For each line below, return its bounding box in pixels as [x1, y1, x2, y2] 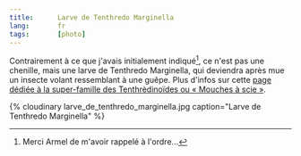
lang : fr [9, 21, 66, 30]
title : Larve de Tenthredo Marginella [9, 12, 175, 22]
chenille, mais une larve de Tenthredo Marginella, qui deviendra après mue [9, 65, 285, 76]
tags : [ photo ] [9, 29, 87, 38]
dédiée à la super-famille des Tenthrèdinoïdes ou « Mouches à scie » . [9, 84, 267, 94]
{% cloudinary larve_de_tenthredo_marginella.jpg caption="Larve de [9, 102, 262, 112]
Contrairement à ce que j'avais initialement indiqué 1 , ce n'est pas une [9, 54, 264, 67]
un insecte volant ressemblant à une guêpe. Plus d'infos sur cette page [9, 75, 271, 86]
